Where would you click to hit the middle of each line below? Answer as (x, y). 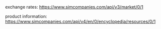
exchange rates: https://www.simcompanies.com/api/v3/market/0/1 (74, 7)
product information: (26, 16)
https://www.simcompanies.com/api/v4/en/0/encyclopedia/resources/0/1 (80, 22)
